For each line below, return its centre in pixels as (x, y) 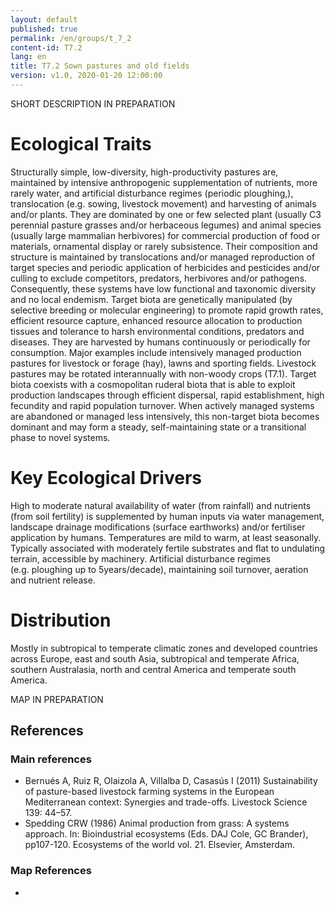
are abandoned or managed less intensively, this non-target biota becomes (165, 416)
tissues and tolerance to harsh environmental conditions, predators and (157, 331)
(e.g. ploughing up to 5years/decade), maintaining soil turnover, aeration (159, 569)
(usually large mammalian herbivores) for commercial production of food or (165, 235)
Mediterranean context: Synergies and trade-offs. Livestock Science (166, 802)
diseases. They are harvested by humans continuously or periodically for (160, 342)
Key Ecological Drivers (106, 478)
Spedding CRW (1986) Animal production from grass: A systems (157, 823)
